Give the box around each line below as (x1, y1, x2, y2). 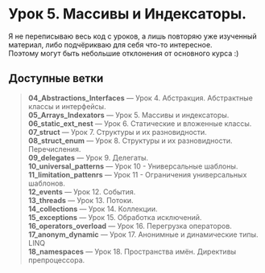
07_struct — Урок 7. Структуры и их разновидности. (27, 127, 207, 136)
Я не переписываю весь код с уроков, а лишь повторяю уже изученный (8, 31, 257, 41)
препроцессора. (27, 255, 85, 265)
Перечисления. (27, 144, 81, 153)
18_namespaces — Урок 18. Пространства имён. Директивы (27, 247, 237, 256)
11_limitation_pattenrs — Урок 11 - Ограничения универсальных (27, 169, 247, 179)
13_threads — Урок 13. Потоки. (27, 195, 135, 205)
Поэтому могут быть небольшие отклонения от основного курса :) (8, 48, 239, 58)
